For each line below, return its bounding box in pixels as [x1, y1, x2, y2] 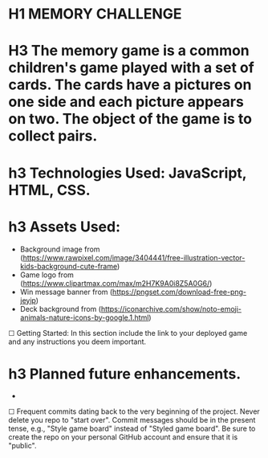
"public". [8, 441, 37, 451]
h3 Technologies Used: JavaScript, [8, 164, 247, 182]
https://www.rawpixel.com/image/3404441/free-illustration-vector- [22, 252, 246, 262]
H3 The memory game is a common [8, 42, 250, 60]
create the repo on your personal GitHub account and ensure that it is [8, 432, 238, 442]
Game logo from [19, 270, 75, 280]
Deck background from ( [19, 304, 102, 313]
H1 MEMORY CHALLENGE [8, 5, 182, 23]
